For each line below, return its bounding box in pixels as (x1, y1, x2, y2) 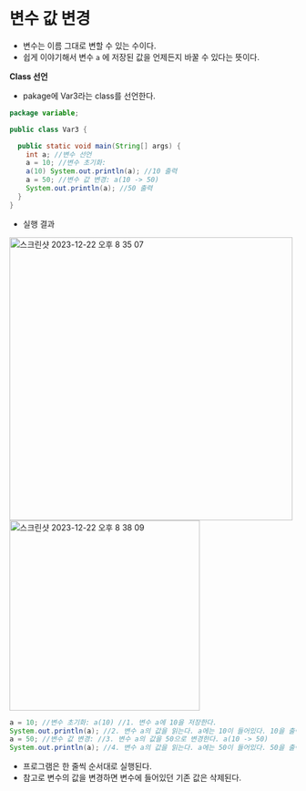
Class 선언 (9, 70, 48, 82)
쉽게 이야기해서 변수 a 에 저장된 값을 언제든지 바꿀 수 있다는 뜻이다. (22, 51, 260, 62)
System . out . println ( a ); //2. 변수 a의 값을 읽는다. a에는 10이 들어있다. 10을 (9, 726, 285, 735)
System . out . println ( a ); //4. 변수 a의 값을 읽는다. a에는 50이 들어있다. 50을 (9, 744, 285, 753)
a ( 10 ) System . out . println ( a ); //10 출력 (25, 167, 178, 176)
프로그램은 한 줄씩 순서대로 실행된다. (22, 761, 152, 772)
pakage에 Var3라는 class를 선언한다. (22, 90, 157, 101)
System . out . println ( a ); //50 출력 (25, 184, 153, 193)
